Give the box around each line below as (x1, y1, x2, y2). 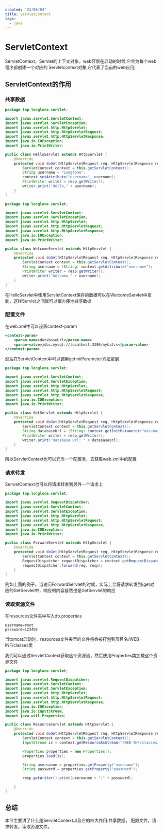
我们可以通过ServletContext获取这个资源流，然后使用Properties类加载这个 (5, 652, 154, 658)
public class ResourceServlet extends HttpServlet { (5, 722, 114, 727)
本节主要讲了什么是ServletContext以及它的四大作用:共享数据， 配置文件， (5, 817, 152, 823)
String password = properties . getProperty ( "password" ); (22, 767, 138, 772)
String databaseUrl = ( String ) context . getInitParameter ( (22, 428, 142, 433)
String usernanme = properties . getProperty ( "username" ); (22, 762, 140, 767)
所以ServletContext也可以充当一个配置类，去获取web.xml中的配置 (5, 456, 137, 462)
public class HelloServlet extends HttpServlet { (5, 152, 108, 157)
